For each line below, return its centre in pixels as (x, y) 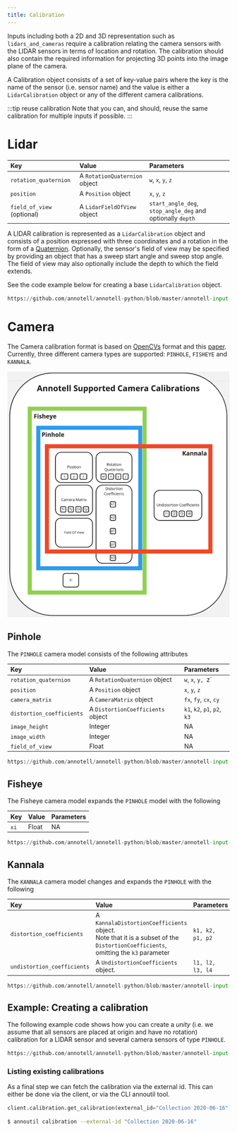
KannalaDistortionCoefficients (141, 923)
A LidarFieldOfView (108, 207)
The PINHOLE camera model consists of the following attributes (98, 654)
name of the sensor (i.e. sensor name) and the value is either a (98, 87)
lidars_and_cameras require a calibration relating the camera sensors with (114, 43)
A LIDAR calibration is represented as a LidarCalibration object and (107, 234)
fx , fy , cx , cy (202, 699)
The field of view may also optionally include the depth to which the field (113, 264)
